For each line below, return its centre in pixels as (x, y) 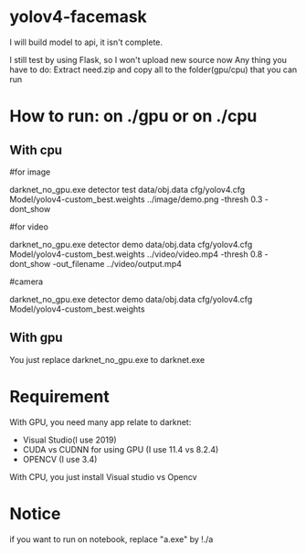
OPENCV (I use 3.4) (60, 459)
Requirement (59, 396)
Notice (35, 513)
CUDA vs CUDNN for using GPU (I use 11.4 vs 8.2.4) (121, 449)
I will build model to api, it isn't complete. (86, 42)
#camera (26, 282)
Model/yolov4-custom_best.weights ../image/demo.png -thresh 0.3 (136, 199)
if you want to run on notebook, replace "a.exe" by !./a (111, 539)
